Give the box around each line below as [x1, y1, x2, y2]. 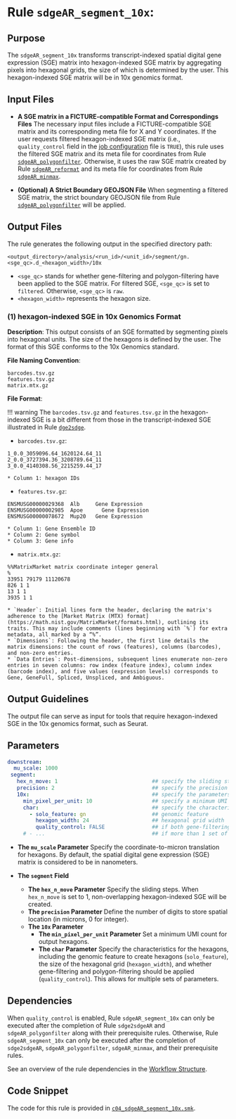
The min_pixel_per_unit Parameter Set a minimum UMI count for [38, 930, 228, 938]
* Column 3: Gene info [7, 537, 74, 545]
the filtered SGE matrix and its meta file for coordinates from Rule [17, 149, 206, 158]
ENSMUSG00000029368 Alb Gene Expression [7, 500, 143, 507]
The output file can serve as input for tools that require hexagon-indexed [7, 711, 218, 720]
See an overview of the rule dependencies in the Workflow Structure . [7, 1064, 207, 1073]
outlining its [167, 619, 209, 626]
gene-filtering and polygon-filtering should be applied [38, 967, 195, 976]
